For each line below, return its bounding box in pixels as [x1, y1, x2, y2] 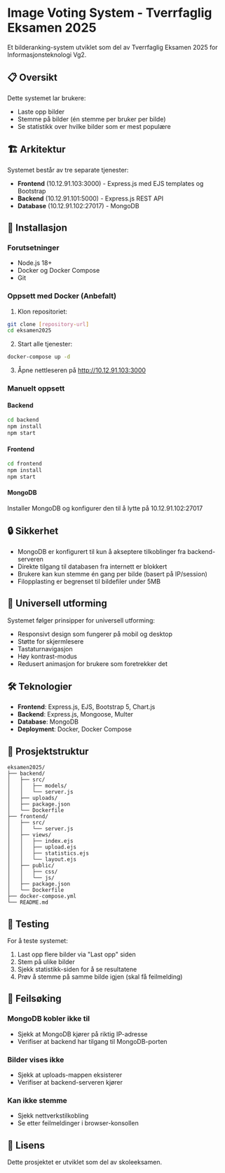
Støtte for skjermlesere [17, 637, 84, 646]
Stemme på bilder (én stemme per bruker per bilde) [17, 114, 166, 123]
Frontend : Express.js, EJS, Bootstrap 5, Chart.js [17, 703, 156, 711]
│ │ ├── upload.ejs [7, 843, 77, 851]
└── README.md [7, 899, 49, 906]
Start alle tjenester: [17, 340, 73, 348]
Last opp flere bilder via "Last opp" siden [17, 950, 136, 958]
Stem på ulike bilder [17, 958, 75, 966]
